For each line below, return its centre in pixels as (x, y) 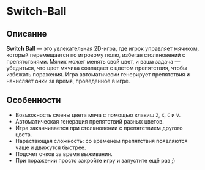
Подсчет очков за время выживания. (64, 153)
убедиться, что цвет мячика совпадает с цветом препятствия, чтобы (97, 68)
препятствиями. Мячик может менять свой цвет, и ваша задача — (93, 61)
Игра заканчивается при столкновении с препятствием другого (99, 128)
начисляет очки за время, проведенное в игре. (68, 81)
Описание (27, 34)
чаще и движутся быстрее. (51, 147)
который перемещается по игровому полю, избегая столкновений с (96, 55)
